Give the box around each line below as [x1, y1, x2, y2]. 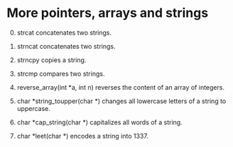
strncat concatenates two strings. [16, 42, 116, 50]
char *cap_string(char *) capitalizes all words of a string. [16, 118, 183, 127]
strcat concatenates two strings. [16, 28, 112, 37]
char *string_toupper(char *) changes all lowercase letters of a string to [16, 97, 227, 105]
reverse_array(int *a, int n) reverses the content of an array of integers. [16, 83, 225, 91]
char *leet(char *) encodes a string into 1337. [16, 131, 148, 140]
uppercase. [16, 104, 51, 112]
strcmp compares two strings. [16, 69, 105, 78]
